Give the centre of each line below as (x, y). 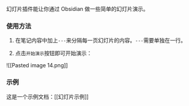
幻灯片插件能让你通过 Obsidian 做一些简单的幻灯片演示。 (77, 9)
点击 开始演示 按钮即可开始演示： (53, 53)
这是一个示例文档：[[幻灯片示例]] (48, 96)
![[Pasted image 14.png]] (37, 65)
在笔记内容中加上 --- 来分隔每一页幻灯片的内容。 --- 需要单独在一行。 (101, 41)
